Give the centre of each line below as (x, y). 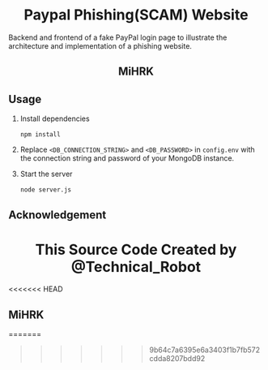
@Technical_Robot (136, 267)
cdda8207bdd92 (177, 359)
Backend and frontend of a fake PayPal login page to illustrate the (118, 37)
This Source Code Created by (136, 250)
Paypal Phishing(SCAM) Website (136, 15)
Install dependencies (55, 118)
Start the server (46, 174)
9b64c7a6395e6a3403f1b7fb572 (205, 350)
